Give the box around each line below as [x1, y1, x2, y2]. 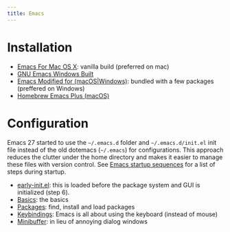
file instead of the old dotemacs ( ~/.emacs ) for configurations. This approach [7, 146, 224, 154]
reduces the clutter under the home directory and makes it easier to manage [7, 152, 223, 161]
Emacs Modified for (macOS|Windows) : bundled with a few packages [16, 77, 214, 85]
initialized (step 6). [16, 188, 70, 196]
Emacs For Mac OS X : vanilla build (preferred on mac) [16, 62, 170, 71]
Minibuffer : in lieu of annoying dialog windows [16, 217, 148, 225]
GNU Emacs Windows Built [16, 69, 94, 78]
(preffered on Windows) [16, 84, 85, 93]
